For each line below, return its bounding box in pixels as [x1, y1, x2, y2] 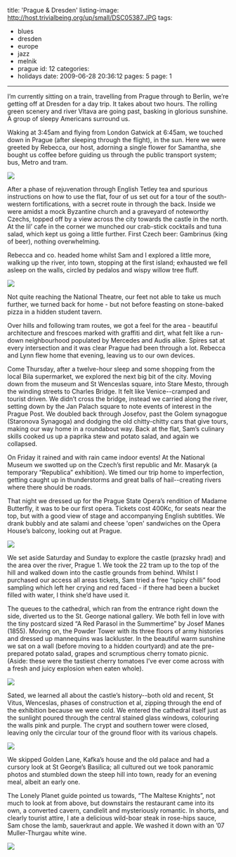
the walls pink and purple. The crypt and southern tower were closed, [7, 721, 209, 729]
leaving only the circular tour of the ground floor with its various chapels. [7, 728, 218, 737]
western [7, 200, 32, 208]
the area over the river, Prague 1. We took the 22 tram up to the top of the [7, 561, 219, 569]
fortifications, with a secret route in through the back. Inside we [32, 200, 216, 208]
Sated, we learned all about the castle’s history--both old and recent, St [7, 691, 214, 699]
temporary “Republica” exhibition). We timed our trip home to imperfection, [7, 468, 225, 476]
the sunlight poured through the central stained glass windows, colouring [7, 713, 219, 722]
